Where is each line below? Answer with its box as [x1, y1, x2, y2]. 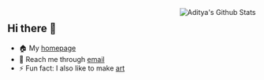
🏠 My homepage [18, 43, 76, 53]
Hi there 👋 [7, 22, 57, 35]
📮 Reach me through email [18, 54, 105, 64]
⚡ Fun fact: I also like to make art [18, 63, 125, 73]
